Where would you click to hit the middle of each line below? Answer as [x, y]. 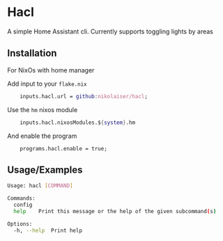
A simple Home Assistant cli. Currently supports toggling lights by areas [110, 31]
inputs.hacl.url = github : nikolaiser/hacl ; [84, 96]
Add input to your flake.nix [47, 84]
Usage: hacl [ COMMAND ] [40, 186]
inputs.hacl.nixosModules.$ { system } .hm [78, 123]
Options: [20, 224]
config [23, 205]
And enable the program [42, 136]
